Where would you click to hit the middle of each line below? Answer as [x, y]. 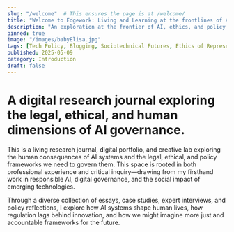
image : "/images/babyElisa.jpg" [54, 40]
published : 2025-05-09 [40, 53]
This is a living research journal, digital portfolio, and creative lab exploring [114, 149]
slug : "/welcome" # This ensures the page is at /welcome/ [96, 14]
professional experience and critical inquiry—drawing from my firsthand [110, 171]
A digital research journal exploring [111, 100]
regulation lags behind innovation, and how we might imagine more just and [116, 215]
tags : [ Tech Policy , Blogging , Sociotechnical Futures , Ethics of [106, 46]
